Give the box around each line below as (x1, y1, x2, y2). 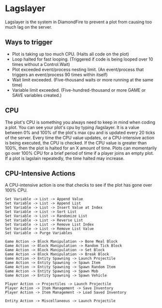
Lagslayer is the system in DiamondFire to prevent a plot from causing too (5, 19, 152, 25)
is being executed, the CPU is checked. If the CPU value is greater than (5, 140, 147, 146)
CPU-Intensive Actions (5, 169, 76, 178)
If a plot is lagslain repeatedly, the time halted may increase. (5, 155, 125, 161)
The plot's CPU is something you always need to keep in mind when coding (5, 119, 156, 125)
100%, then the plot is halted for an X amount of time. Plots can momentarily (5, 145, 157, 151)
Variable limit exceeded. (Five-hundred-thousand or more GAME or (12, 87, 146, 93)
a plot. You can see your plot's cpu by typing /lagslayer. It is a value (5, 124, 139, 130)
